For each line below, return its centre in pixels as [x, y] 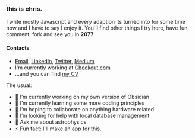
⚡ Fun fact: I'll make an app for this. [58, 129]
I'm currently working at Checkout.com [63, 68]
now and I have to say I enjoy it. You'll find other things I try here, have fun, [97, 28]
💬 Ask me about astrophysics [51, 122]
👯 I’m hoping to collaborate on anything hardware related [84, 109]
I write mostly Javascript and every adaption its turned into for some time [96, 22]
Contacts [18, 48]
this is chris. [24, 9]
